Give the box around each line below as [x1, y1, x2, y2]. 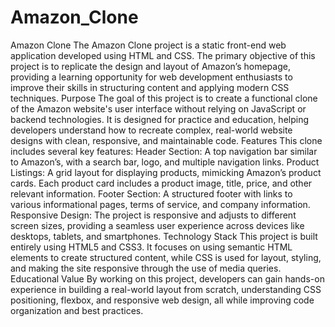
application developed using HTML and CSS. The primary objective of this [10, 49, 316, 61]
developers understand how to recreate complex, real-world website [10, 124, 293, 136]
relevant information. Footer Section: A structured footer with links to [10, 187, 293, 200]
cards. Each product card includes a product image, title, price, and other [10, 177, 313, 189]
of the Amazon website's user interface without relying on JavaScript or [10, 102, 307, 115]
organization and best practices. [10, 304, 144, 316]
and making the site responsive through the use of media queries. [10, 262, 282, 274]
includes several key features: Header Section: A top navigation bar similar [10, 145, 318, 157]
